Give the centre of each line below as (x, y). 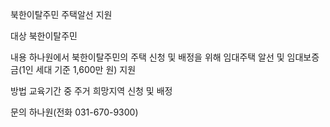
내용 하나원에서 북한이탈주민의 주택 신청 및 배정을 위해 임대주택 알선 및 (147, 57)
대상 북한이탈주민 (44, 36)
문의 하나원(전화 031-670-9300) (74, 112)
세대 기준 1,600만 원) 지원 (86, 69)
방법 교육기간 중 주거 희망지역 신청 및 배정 (91, 91)
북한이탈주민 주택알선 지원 (61, 14)
